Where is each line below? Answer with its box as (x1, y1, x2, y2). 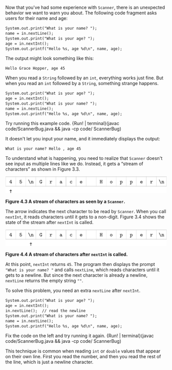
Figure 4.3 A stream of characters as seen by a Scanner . (5, 198, 125, 204)
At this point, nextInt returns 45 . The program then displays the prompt (5, 261, 155, 268)
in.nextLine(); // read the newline (5, 309, 86, 314)
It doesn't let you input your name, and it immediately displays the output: (5, 136, 160, 141)
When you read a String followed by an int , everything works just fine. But (5, 75, 164, 81)
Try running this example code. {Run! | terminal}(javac (5, 120, 119, 126)
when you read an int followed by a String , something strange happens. (5, 80, 159, 86)
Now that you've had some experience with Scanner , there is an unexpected (5, 5, 165, 10)
